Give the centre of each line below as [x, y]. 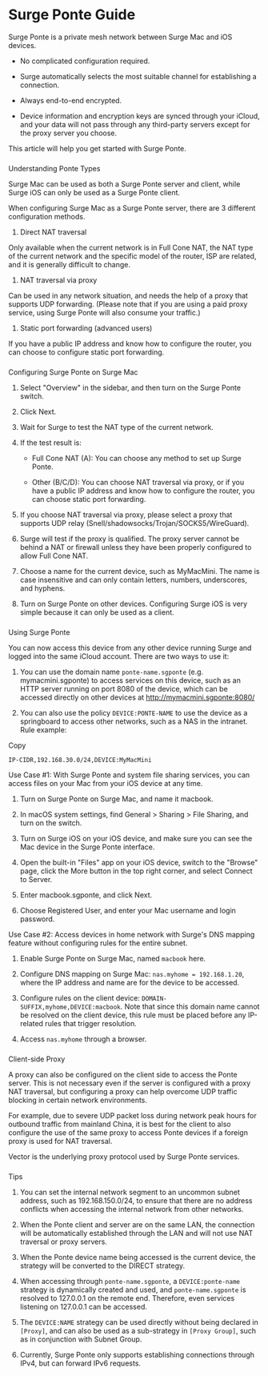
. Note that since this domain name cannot [190, 1006]
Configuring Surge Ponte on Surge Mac [73, 372]
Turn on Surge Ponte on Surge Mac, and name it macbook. [116, 799]
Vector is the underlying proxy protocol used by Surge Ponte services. [124, 1156]
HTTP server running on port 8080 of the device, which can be [124, 688]
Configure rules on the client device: [80, 997]
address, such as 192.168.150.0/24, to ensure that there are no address [136, 1200]
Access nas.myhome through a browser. [83, 1039]
